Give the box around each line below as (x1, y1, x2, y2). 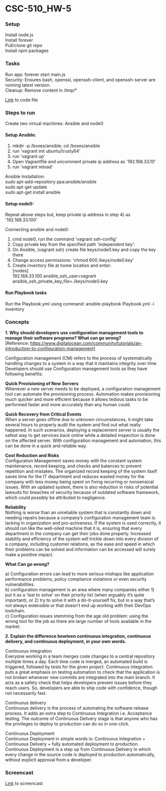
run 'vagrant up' (12, 153, 46, 159)
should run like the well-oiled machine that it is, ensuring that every (5, 525, 142, 531)
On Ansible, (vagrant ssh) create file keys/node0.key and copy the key (12, 246, 156, 253)
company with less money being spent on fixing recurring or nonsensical (5, 479, 154, 485)
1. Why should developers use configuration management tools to (5, 329, 144, 335)
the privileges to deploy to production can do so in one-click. (5, 721, 130, 727)
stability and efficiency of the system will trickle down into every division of (5, 536, 159, 542)
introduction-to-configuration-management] (5, 345, 96, 351)
